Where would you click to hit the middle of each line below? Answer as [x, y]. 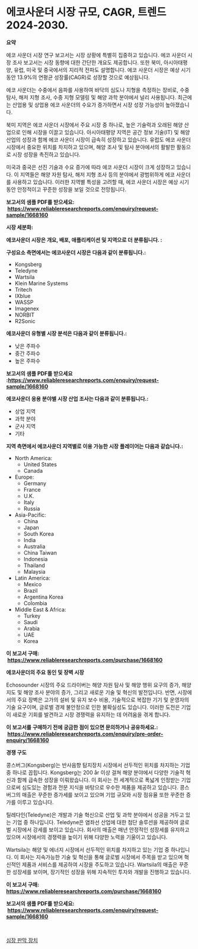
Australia [34, 546]
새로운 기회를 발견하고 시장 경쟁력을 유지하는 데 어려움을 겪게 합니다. [91, 714]
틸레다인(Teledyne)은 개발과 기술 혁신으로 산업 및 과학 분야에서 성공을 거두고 [95, 815]
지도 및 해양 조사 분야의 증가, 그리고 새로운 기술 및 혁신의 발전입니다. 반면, [91, 692]
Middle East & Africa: [40, 609]
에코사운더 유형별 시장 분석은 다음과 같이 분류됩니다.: [67, 333]
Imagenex [27, 308]
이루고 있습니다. [35, 802]
